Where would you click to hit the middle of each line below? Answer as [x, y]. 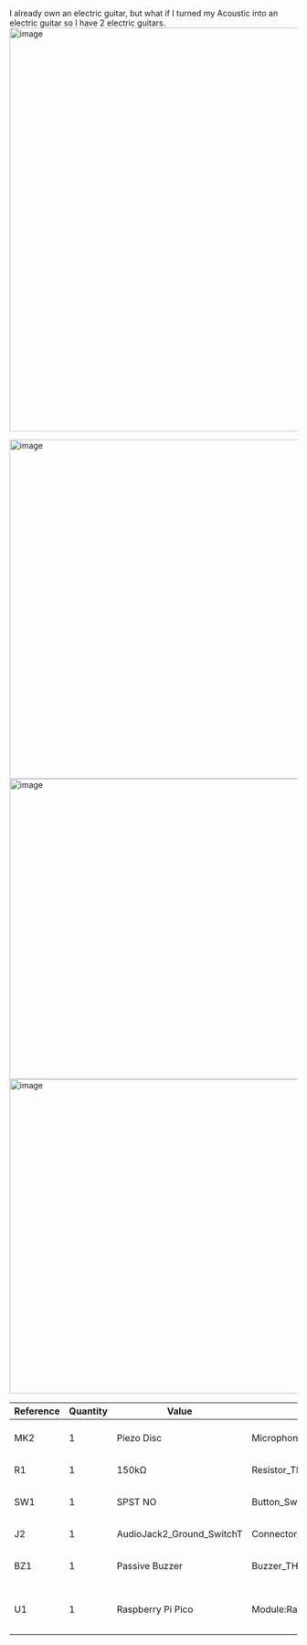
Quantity [88, 1411]
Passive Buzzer [149, 1566]
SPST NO [137, 1502]
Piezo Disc [139, 1438]
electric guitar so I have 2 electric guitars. [88, 23]
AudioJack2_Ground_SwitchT [180, 1534]
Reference [37, 1411]
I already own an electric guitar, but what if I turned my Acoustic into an [144, 13]
